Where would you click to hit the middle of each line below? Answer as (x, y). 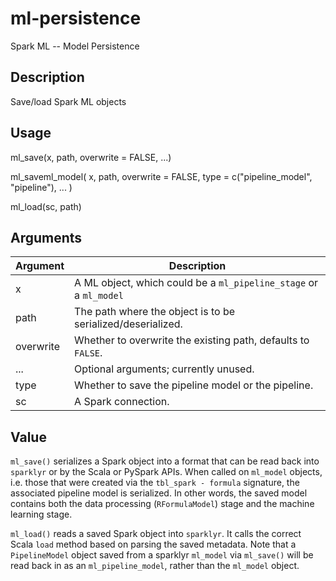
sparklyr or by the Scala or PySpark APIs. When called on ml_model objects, (166, 472)
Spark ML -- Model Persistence (75, 46)
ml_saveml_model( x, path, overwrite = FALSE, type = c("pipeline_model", (161, 176)
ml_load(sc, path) (46, 206)
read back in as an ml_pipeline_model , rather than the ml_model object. (155, 566)
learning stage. (41, 514)
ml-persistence (76, 18)
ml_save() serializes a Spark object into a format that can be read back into (165, 461)
